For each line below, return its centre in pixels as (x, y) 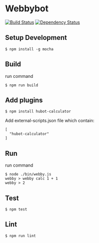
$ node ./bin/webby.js (28, 174)
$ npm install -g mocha (29, 49)
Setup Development (36, 38)
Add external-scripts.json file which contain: (50, 121)
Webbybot (27, 9)
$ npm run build (22, 85)
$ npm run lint (21, 236)
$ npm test (16, 209)
